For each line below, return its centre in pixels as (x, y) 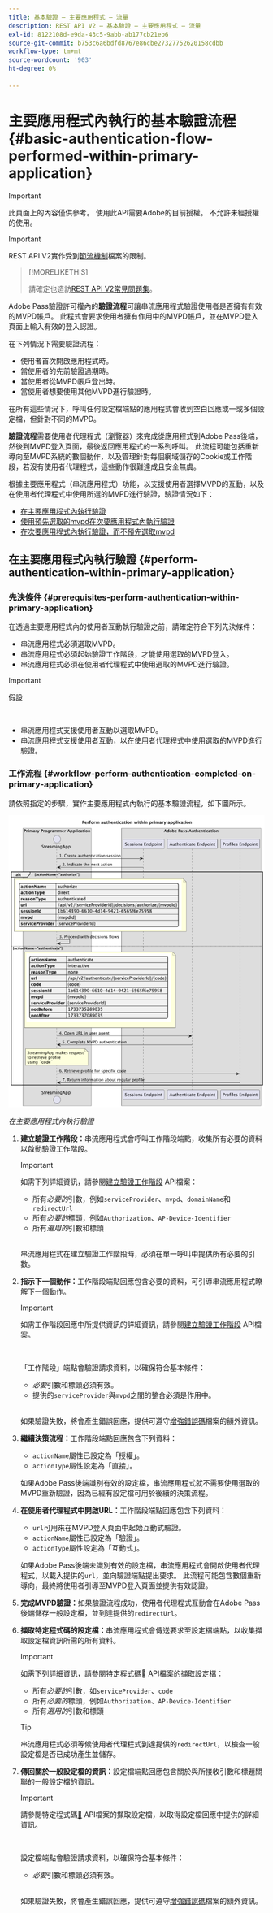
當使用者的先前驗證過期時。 (67, 371)
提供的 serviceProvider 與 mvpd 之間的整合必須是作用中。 (124, 1395)
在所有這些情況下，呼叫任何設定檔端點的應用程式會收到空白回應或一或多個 (133, 408)
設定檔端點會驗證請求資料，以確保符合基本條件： (102, 1858)
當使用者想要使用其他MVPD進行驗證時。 (88, 391)
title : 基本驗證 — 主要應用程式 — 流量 (68, 17)
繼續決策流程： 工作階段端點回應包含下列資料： (98, 1438)
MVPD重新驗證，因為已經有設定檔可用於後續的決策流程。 (116, 1493)
